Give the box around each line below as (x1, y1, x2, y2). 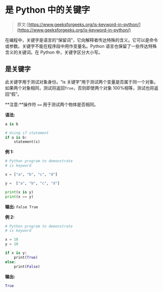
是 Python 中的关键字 (5, 4, 91, 16)
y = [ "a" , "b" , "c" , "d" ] (5, 181, 60, 186)
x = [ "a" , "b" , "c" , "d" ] (5, 172, 57, 177)
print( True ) (14, 255, 38, 260)
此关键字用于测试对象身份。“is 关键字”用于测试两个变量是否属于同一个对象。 (5, 79, 159, 84)
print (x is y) (5, 189, 34, 194)
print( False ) (14, 264, 40, 269)
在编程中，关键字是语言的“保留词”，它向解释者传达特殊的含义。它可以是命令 (5, 37, 158, 43)
